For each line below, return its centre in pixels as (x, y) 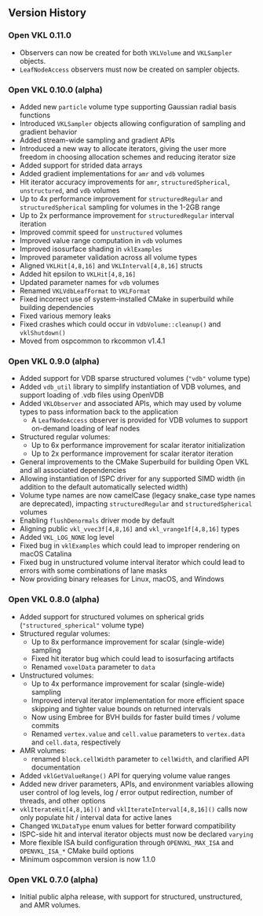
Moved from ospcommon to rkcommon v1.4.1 (92, 341)
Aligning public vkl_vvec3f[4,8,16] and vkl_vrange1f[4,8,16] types (129, 529)
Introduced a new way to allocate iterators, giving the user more (123, 148)
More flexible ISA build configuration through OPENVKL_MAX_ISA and (126, 842)
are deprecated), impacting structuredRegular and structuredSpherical (136, 504)
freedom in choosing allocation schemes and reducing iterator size (128, 157)
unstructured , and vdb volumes (69, 190)
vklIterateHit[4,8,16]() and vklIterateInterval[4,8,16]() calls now (133, 809)
